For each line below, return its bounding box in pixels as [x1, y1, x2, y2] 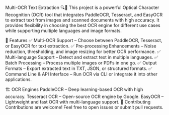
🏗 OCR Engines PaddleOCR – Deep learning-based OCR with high [5, 86, 143, 92]
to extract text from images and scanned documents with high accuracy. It [5, 17, 159, 23]
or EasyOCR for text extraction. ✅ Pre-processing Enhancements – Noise [5, 43, 157, 49]
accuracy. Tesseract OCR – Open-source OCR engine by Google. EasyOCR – [5, 93, 164, 99]
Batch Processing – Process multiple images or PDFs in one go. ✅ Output [5, 60, 157, 65]
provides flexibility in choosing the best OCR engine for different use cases [5, 22, 161, 28]
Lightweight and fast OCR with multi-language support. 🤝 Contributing [5, 99, 151, 104]
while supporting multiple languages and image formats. [5, 27, 122, 33]
